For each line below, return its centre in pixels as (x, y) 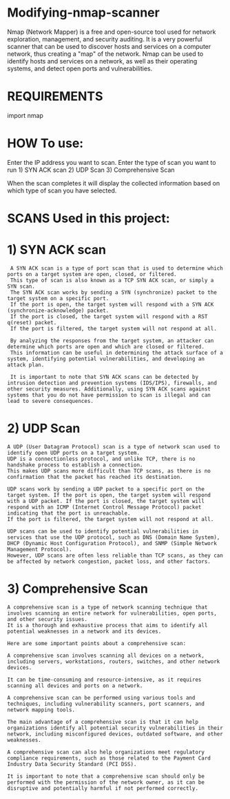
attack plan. (26, 365)
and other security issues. (48, 619)
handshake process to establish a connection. (75, 465)
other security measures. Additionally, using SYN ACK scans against (109, 389)
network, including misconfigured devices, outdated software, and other (115, 734)
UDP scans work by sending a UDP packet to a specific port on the (106, 489)
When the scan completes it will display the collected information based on (114, 183)
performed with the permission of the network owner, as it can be (106, 782)
